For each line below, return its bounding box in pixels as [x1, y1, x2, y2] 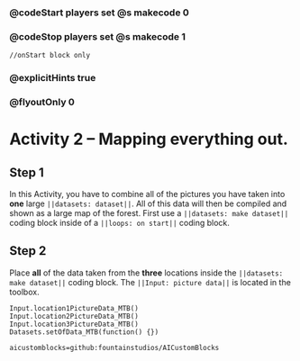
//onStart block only [9, 51, 91, 60]
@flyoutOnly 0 [9, 96, 75, 109]
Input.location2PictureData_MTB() [9, 311, 140, 320]
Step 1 [9, 165, 45, 180]
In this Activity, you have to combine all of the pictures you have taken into [9, 189, 286, 200]
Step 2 [9, 243, 47, 258]
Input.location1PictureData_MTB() [9, 303, 140, 312]
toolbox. [9, 286, 40, 297]
